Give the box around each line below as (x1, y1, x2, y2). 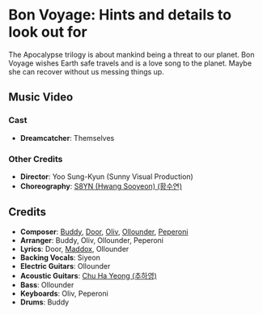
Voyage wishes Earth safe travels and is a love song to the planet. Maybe (8, 58, 252, 68)
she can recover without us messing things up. (8, 66, 164, 76)
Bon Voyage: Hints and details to (8, 6, 232, 24)
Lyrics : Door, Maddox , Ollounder (19, 244, 129, 253)
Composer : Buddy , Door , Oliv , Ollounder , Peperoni (19, 227, 189, 236)
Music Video (8, 91, 74, 104)
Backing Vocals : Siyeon (19, 253, 101, 262)
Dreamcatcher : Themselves (19, 133, 115, 143)
